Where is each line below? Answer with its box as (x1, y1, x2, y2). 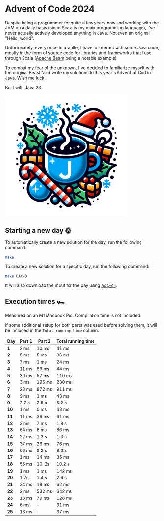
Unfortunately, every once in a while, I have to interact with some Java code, (5, 45, 160, 50)
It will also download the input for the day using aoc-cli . (5, 283, 117, 288)
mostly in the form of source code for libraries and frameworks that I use (5, 50, 152, 56)
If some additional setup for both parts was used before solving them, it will (5, 322, 158, 328)
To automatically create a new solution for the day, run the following (5, 239, 142, 245)
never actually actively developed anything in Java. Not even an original (5, 30, 150, 36)
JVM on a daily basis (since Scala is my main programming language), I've (5, 24, 155, 30)
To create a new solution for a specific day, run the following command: (5, 263, 150, 269)
